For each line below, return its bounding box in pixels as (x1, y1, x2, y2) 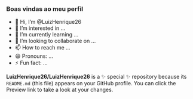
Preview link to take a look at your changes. (6, 86, 114, 94)
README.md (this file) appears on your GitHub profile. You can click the (6, 80, 176, 87)
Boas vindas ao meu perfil (6, 5, 84, 13)
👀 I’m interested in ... (14, 24, 66, 32)
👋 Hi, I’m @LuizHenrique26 (14, 18, 82, 26)
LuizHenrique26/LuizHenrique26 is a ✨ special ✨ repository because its (6, 73, 187, 81)
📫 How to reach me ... (14, 44, 71, 51)
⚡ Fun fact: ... (14, 59, 48, 67)
